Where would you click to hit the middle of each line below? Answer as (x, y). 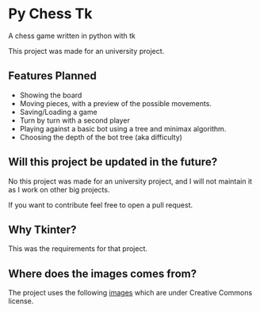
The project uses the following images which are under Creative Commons (130, 293)
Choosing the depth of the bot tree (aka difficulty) (101, 137)
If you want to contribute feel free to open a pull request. (101, 205)
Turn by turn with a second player (75, 120)
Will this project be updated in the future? (113, 162)
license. (21, 301)
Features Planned (53, 76)
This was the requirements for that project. (78, 249)
